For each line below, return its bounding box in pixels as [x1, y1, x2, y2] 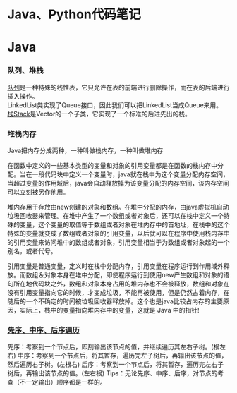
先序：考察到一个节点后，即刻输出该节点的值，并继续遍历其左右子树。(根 [7, 343, 220, 351]
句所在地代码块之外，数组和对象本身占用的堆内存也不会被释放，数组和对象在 [7, 279, 230, 288]
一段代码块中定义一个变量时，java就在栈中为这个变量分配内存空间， [31, 170, 229, 179]
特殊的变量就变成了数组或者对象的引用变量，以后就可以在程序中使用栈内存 [7, 229, 224, 237]
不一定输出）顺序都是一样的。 [19, 378, 107, 387]
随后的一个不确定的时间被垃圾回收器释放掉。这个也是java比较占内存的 [7, 297, 211, 306]
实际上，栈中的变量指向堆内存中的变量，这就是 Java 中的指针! [19, 306, 200, 314]
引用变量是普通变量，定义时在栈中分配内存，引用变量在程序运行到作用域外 [7, 262, 224, 270]
